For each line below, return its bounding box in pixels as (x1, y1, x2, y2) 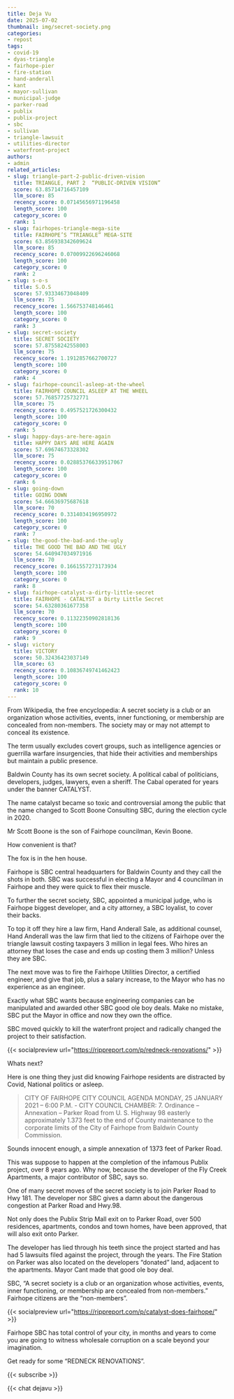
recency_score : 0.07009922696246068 (13, 251, 120, 258)
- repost (7, 36, 33, 43)
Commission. (24, 1130, 63, 1139)
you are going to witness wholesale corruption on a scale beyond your (7, 1335, 210, 1344)
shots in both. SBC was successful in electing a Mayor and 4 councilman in (7, 875, 224, 883)
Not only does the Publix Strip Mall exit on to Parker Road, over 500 (7, 1214, 201, 1223)
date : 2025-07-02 (7, 17, 58, 24)
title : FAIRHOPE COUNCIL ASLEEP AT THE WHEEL (13, 388, 149, 395)
